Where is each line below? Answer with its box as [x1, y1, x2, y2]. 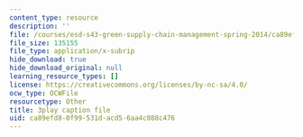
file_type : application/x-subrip [9, 47, 135, 56]
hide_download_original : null [9, 64, 124, 73]
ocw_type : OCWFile [9, 88, 78, 97]
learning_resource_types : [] [9, 72, 119, 81]
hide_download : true [9, 55, 87, 64]
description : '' [9, 22, 70, 31]
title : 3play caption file [9, 105, 111, 114]
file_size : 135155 [9, 38, 78, 48]
